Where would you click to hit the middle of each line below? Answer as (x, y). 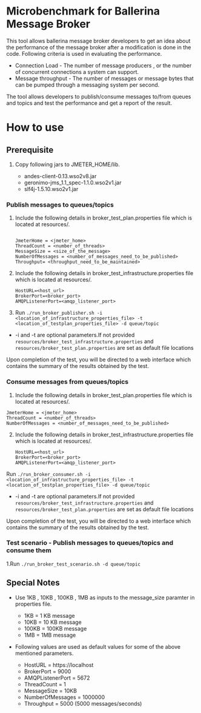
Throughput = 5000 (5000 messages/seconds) (83, 703)
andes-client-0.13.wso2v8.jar (60, 176)
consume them (29, 551)
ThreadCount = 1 (45, 684)
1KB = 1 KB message (49, 615)
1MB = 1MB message (50, 635)
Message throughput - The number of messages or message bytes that (104, 78)
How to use (35, 128)
